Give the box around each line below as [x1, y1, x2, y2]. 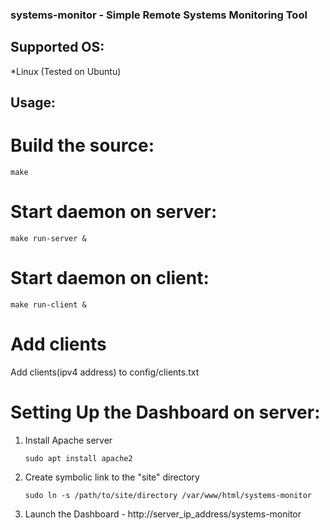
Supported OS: [10, 39, 105, 56]
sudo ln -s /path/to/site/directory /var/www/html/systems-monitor [24, 490, 312, 500]
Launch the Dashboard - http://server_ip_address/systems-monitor [24, 508, 302, 520]
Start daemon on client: [10, 267, 210, 290]
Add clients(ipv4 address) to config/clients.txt [10, 366, 200, 378]
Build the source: [10, 134, 155, 157]
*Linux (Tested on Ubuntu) [10, 65, 122, 77]
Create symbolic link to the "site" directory [24, 471, 200, 483]
